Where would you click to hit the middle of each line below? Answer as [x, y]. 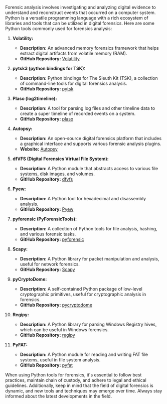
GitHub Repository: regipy [47, 335]
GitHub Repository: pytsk [47, 89]
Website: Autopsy [39, 149]
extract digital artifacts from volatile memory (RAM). [73, 53]
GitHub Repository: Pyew [47, 209]
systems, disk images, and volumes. [57, 174]
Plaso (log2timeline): [35, 98]
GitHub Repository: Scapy [47, 270]
